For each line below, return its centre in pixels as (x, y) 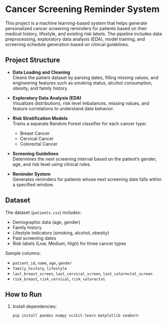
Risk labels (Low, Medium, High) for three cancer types (69, 243)
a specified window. (33, 184)
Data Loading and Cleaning (41, 72)
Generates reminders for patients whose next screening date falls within (87, 179)
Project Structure (33, 60)
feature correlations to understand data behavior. (63, 108)
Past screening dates (34, 238)
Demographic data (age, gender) (46, 222)
